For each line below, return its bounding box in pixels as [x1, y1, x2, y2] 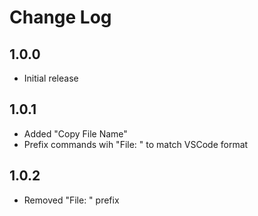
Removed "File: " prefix [23, 194, 120, 206]
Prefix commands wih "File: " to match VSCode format [23, 138, 249, 150]
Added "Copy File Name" [23, 127, 128, 140]
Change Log [9, 6, 112, 29]
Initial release [23, 72, 79, 84]
